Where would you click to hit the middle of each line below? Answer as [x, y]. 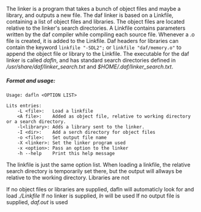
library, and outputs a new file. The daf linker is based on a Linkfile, [90, 15]
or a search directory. [36, 121]
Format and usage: [31, 81]
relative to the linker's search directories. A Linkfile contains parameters [96, 28]
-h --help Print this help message [66, 153]
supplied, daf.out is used [37, 202]
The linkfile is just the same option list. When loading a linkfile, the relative [98, 164]
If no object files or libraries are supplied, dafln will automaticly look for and [100, 189]
